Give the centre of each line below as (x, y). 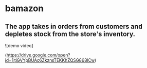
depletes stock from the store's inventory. (70, 34)
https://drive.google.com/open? (38, 55)
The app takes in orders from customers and (74, 26)
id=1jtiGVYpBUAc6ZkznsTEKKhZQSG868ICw (50, 60)
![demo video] (19, 46)
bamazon (24, 8)
